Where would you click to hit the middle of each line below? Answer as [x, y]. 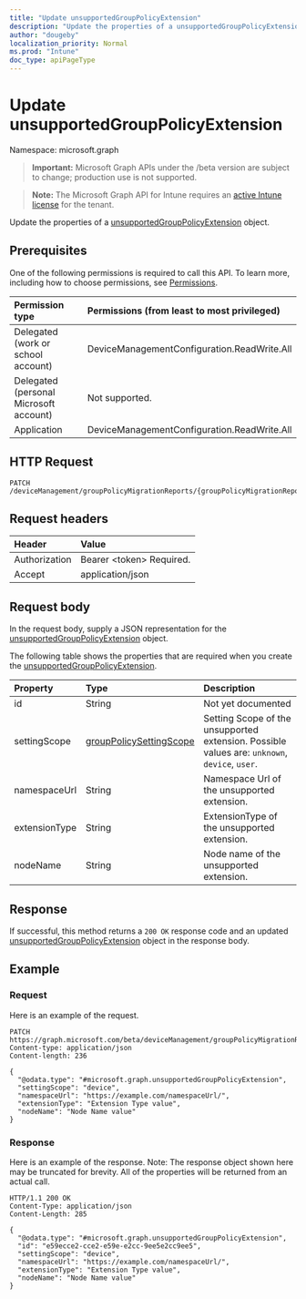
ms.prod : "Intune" [44, 52]
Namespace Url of [243, 779]
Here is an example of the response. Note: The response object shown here [152, 1161]
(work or [32, 343]
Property [34, 689]
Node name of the [242, 854]
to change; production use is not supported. [114, 177]
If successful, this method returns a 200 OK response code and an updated [149, 931]
